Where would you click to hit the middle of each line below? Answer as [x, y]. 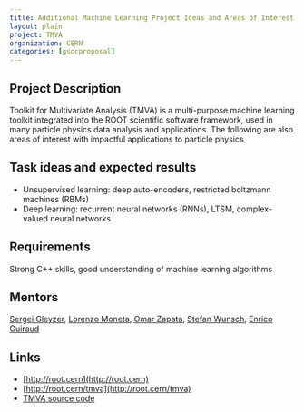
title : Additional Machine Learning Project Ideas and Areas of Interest [152, 18]
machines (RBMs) [55, 199]
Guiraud [25, 329]
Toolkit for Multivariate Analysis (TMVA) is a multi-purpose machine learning [152, 110]
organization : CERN [46, 43]
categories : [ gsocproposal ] [63, 52]
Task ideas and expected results [103, 167]
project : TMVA [36, 34]
